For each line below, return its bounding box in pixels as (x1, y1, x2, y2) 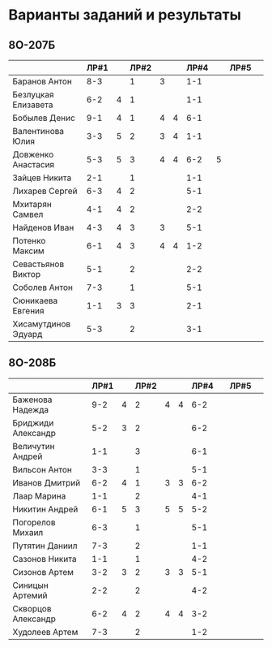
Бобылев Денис (12, 112, 75, 123)
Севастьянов (12, 258, 65, 270)
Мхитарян (12, 199, 53, 210)
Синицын (12, 579, 49, 590)
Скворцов (12, 603, 52, 614)
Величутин (12, 440, 55, 451)
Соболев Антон (12, 282, 73, 293)
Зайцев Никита (12, 172, 72, 184)
